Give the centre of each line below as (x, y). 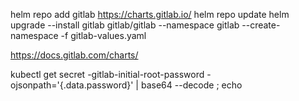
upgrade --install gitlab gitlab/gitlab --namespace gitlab (125, 25)
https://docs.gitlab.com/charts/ (74, 55)
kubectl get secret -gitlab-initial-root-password (107, 74)
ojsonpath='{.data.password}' (72, 85)
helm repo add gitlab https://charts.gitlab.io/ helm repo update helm (150, 14)
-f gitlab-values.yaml (103, 35)
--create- (261, 25)
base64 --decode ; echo (191, 85)
